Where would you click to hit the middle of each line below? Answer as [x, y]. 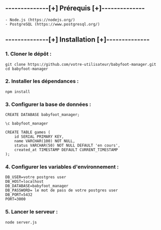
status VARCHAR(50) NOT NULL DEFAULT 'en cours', [67, 146]
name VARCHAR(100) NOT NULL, [45, 141]
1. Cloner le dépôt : [28, 54]
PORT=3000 [16, 199]
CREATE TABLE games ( [28, 133]
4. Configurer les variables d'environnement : [62, 167]
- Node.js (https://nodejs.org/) [40, 20]
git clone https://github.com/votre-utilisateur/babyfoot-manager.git [81, 64]
